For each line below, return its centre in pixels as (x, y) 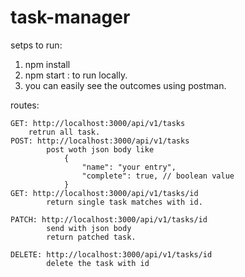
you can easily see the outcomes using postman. (125, 85)
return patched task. (91, 237)
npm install (47, 64)
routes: (25, 105)
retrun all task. (64, 132)
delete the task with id (98, 263)
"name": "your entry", (129, 167)
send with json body (89, 228)
